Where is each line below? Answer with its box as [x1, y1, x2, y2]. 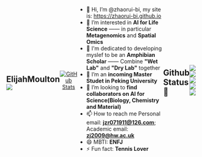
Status [163, 77, 189, 88]
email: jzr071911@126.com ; [86, 119, 156, 126]
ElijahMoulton [6, 74, 61, 85]
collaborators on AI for [86, 90, 145, 97]
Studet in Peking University [86, 77, 158, 84]
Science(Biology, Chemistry [86, 97, 160, 104]
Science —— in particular [86, 25, 152, 32]
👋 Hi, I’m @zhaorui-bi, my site [86, 6, 162, 13]
